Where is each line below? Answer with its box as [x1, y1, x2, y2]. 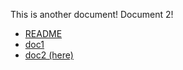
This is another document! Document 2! [10, 9, 174, 20]
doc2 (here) [24, 49, 74, 61]
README [24, 28, 63, 39]
